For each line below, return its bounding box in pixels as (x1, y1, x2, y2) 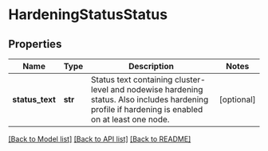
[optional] (219, 94, 256, 105)
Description (128, 61, 174, 72)
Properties (8, 37, 62, 51)
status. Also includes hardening (90, 94, 209, 105)
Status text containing (90, 74, 173, 85)
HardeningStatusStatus (8, 6, 168, 24)
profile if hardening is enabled (90, 104, 203, 114)
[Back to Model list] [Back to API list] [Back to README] (8, 134, 191, 144)
